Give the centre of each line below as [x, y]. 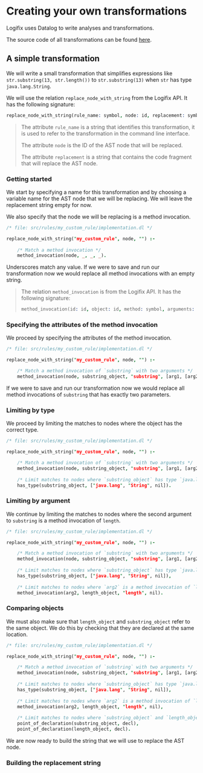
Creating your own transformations [97, 11]
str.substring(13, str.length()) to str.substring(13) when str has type [99, 79]
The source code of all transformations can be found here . [79, 39]
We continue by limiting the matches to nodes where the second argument [99, 514]
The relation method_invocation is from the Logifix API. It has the [101, 292]
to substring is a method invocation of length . [63, 520]
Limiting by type [31, 410]
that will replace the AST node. [59, 163]
